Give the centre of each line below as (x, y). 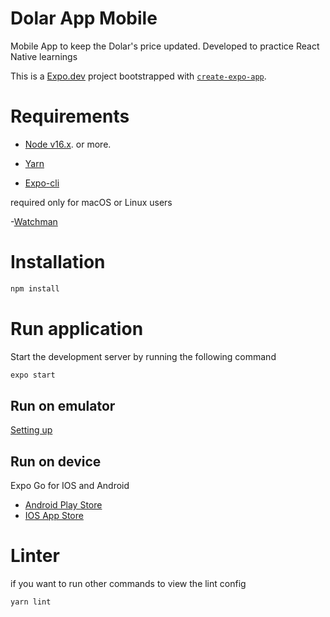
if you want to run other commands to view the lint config (128, 584)
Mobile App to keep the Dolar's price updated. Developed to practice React (165, 46)
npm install (35, 288)
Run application (77, 328)
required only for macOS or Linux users (91, 202)
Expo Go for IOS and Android (70, 486)
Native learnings (44, 56)
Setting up (31, 430)
